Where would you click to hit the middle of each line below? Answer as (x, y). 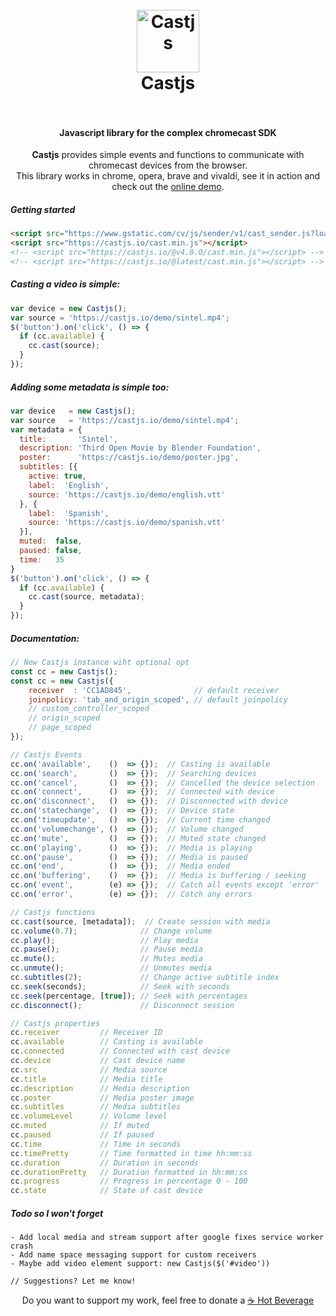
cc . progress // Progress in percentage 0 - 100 (129, 1181)
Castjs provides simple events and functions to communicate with (168, 155)
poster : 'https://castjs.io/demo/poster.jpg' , (129, 458)
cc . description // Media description (100, 1088)
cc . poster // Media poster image (102, 1098)
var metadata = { (46, 429)
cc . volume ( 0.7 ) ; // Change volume (111, 931)
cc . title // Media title (86, 1079)
